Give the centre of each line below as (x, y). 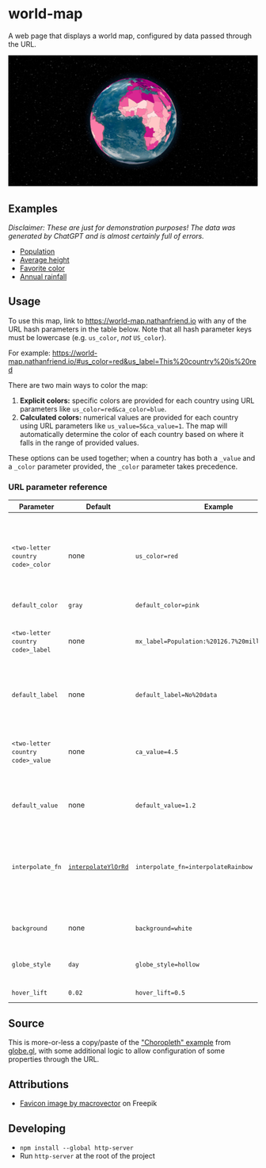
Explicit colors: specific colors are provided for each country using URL (137, 400)
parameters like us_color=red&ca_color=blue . (93, 408)
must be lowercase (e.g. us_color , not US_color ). (87, 337)
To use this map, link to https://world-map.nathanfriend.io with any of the (127, 320)
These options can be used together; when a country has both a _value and (132, 458)
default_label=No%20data (176, 695)
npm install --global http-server (76, 1148)
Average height (44, 260)
